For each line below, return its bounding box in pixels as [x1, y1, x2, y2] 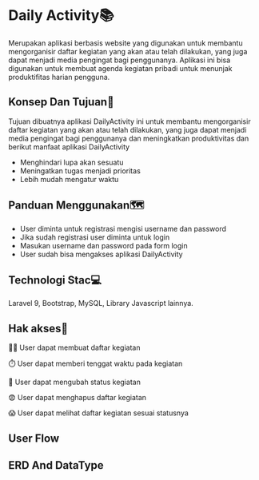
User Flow [8, 431, 60, 445]
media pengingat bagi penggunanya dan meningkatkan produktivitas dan [8, 133, 249, 143]
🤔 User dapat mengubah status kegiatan [8, 377, 141, 387]
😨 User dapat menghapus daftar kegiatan [8, 393, 146, 403]
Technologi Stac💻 [8, 273, 102, 287]
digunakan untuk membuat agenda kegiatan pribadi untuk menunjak [8, 63, 233, 73]
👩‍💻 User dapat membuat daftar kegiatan [8, 343, 141, 352]
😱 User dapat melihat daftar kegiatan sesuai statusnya [8, 408, 189, 418]
